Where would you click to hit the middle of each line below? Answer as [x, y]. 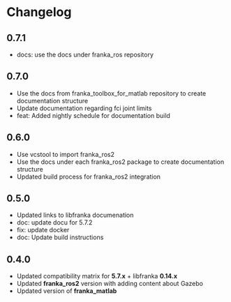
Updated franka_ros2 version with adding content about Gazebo [110, 284]
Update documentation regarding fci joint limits [84, 108]
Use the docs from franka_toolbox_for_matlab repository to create [111, 93]
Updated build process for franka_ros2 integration [89, 176]
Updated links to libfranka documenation [75, 215]
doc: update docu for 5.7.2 [54, 222]
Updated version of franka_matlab [67, 291]
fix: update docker [43, 230]
